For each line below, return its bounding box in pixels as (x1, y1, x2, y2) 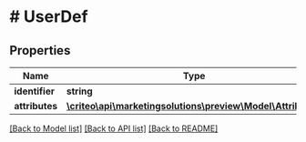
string (66, 85, 93, 97)
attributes (14, 100, 57, 112)
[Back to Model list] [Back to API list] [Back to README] (9, 123, 219, 134)
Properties (9, 43, 71, 58)
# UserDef (9, 6, 88, 27)
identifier (14, 85, 55, 97)
